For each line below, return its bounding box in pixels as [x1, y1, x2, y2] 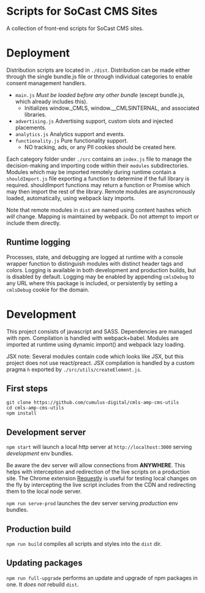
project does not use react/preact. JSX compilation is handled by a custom [6, 359, 195, 366]
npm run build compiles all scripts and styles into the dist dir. [6, 540, 162, 548]
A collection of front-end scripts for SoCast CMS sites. [6, 25, 144, 32]
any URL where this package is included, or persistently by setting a [6, 279, 178, 286]
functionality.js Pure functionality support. [15, 137, 129, 144]
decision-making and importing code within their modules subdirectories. [6, 161, 189, 169]
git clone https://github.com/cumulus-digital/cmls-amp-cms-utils [6, 400, 179, 406]
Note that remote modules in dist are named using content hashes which [6, 206, 192, 213]
